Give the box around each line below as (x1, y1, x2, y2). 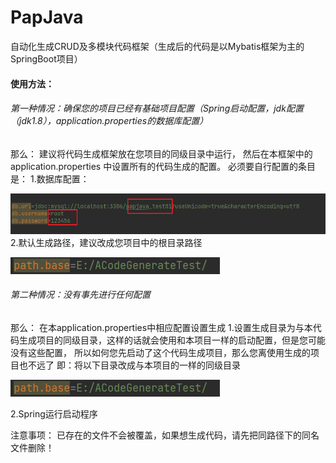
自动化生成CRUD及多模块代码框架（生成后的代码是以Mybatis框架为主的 (10, 40, 305, 52)
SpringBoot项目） (10, 52, 83, 65)
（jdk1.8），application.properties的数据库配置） (10, 115, 209, 127)
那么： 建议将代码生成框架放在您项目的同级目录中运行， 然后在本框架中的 (10, 147, 313, 160)
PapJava (10, 6, 84, 29)
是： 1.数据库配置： (10, 172, 90, 185)
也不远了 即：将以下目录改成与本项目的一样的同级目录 (18, 359, 241, 371)
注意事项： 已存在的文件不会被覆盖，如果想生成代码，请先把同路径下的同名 (10, 429, 320, 441)
